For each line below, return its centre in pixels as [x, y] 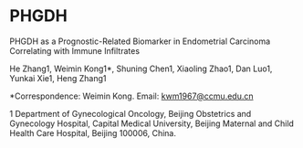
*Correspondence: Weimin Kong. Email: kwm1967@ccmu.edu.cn [131, 96]
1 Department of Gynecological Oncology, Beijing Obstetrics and [131, 113]
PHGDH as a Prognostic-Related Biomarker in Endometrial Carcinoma [140, 41]
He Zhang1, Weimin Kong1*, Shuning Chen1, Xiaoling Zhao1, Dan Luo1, [141, 69]
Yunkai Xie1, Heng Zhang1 [58, 78]
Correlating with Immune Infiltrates [74, 50]
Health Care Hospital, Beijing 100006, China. [93, 132]
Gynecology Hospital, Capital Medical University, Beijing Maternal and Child [152, 123]
